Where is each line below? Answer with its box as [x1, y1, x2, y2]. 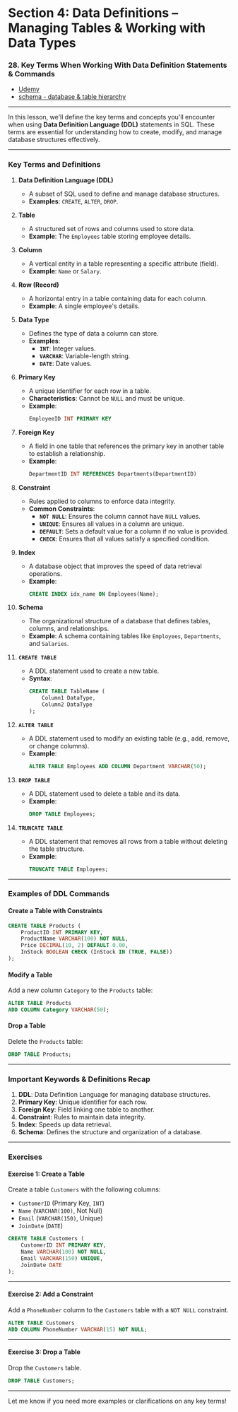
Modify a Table [8, 970, 53, 979]
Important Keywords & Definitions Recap [8, 1074, 150, 1084]
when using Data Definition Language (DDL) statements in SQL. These [8, 120, 215, 129]
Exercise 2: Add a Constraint [8, 1290, 94, 1298]
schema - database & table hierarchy [18, 93, 126, 101]
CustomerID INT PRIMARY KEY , [20, 1242, 107, 1249]
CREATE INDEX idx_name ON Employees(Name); [28, 590, 160, 598]
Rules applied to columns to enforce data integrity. [28, 497, 176, 505]
